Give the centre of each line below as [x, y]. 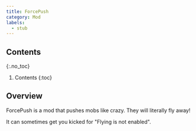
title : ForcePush [27, 12]
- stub [19, 28]
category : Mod [24, 17]
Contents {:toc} [33, 78]
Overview [24, 96]
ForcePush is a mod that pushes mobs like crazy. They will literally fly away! [98, 110]
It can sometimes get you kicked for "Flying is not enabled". [79, 122]
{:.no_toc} [18, 66]
